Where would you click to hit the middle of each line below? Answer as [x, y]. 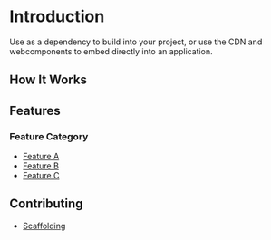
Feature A [41, 157]
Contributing [46, 204]
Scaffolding [44, 226]
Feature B [40, 166]
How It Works [48, 80]
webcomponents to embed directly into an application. [111, 51]
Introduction [57, 17]
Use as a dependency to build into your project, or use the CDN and [136, 42]
